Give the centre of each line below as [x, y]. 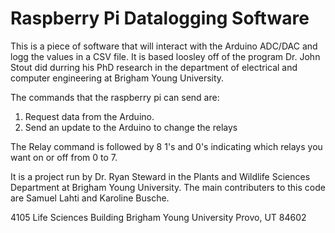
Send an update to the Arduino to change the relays [131, 127]
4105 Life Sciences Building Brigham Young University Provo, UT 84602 [158, 217]
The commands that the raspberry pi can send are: [115, 97]
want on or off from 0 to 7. [64, 157]
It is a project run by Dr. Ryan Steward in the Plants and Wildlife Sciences [160, 176]
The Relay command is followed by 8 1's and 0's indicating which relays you [166, 146]
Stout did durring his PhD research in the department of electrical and [154, 67]
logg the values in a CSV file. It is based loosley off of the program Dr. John [165, 56]
